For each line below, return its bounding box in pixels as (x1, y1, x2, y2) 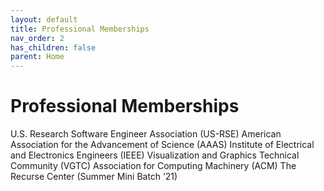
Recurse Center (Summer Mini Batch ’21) (10, 171, 178, 183)
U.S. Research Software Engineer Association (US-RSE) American (10, 128, 282, 140)
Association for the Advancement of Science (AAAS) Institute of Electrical (10, 139, 315, 151)
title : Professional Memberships (10, 24, 150, 34)
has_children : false (10, 42, 97, 53)
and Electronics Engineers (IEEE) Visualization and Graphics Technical (10, 149, 300, 161)
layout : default (10, 14, 78, 25)
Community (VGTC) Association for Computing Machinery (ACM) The (10, 160, 297, 172)
